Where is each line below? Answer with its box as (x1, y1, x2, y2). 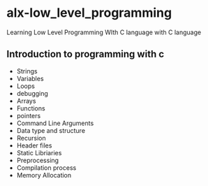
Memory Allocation (16, 171, 72, 179)
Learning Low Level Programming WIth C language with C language (6, 28, 202, 36)
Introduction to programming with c (6, 48, 165, 60)
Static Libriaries (16, 148, 62, 157)
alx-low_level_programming (6, 5, 172, 21)
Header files (16, 141, 52, 150)
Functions (16, 103, 46, 113)
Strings (16, 66, 38, 75)
